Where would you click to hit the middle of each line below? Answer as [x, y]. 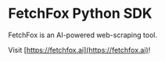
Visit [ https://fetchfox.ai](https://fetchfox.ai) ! [79, 50]
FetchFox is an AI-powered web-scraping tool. [83, 35]
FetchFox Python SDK [80, 14]
